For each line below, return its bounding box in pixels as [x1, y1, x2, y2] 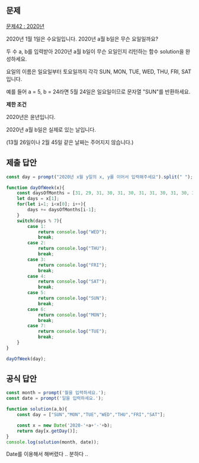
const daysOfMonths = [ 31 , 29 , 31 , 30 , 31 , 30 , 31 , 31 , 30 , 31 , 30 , [17, 190, 190, 196]
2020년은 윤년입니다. [6, 113, 56, 120]
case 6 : [27, 306, 46, 312]
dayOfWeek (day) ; [6, 356, 46, 362]
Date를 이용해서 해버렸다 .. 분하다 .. [6, 451, 88, 458]
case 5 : [27, 290, 46, 296]
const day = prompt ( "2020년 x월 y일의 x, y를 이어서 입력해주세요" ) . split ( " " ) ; [6, 174, 194, 180]
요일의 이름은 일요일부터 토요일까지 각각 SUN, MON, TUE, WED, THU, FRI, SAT [6, 68, 191, 75]
